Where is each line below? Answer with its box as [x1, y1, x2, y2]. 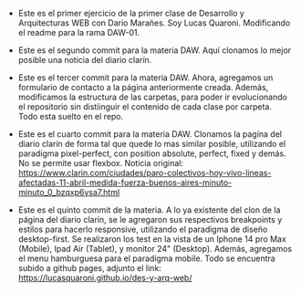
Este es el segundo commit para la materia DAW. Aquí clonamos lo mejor [17, 45, 292, 56]
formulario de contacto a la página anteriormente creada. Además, [17, 82, 269, 92]
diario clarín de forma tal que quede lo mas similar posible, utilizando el [17, 139, 286, 149]
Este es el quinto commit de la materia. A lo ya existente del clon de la [17, 204, 281, 215]
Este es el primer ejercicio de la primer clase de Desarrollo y [17, 8, 244, 18]
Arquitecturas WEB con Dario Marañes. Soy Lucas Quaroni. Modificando [17, 17, 291, 28]
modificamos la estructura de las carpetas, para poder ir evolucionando [17, 91, 287, 102]
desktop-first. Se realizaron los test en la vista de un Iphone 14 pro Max [17, 234, 287, 245]
